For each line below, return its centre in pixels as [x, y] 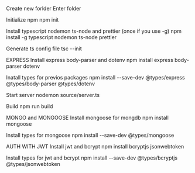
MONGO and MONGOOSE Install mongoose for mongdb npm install [87, 117]
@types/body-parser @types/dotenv [51, 84]
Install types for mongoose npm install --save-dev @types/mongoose [90, 135]
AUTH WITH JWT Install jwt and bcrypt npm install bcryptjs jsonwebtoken [95, 146]
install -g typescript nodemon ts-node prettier [61, 37]
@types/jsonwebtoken [33, 164]
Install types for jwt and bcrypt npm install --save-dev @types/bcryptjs [92, 158]
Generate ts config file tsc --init [44, 49]
